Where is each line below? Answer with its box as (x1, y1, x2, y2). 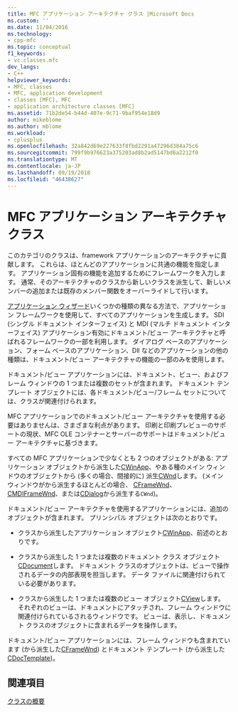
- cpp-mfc (7, 37, 37, 44)
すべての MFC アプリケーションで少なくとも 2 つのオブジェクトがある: (7, 454, 214, 462)
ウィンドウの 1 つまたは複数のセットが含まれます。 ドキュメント (27, 379, 215, 388)
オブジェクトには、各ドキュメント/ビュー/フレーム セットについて (33, 388, 227, 397)
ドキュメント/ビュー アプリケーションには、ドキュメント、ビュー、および (7, 371, 223, 379)
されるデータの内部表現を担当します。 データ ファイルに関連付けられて (17, 570, 226, 579)
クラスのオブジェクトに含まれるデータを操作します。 (26, 621, 181, 629)
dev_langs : (7, 63, 40, 70)
